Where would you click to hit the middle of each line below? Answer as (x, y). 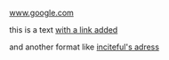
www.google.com (41, 13)
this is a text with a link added (64, 30)
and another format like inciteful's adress (84, 47)
